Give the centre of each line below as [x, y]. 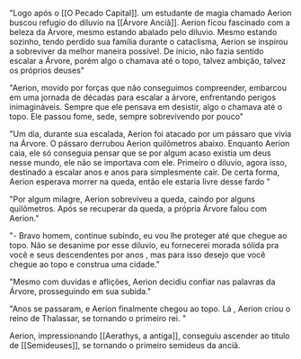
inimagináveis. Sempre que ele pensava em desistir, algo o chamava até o [146, 107]
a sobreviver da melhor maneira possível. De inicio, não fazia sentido [137, 51]
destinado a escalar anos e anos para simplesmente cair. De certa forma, [145, 172]
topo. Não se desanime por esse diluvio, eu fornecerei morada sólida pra [144, 245]
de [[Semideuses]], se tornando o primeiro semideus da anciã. [125, 345]
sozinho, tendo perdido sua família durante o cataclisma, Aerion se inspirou [149, 41]
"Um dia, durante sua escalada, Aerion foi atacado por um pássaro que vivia [150, 134]
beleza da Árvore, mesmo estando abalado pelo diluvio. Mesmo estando [143, 32]
